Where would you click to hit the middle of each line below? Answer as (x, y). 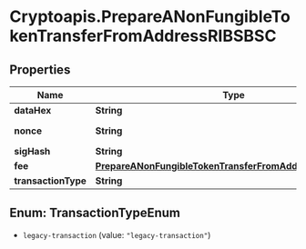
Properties (40, 70)
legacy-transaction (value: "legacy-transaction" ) (117, 234)
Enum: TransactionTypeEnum (95, 213)
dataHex (33, 110)
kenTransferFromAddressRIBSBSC (143, 36)
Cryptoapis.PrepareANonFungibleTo (150, 17)
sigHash (32, 151)
